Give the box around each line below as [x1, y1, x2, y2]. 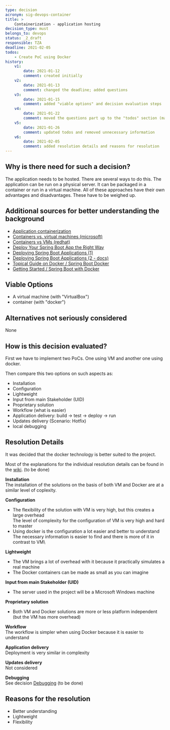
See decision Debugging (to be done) [5, 680, 83, 686]
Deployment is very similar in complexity [5, 650, 90, 656]
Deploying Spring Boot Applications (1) [12, 249, 94, 255]
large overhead [12, 512, 45, 518]
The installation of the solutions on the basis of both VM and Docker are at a [5, 482, 164, 488]
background [5, 214, 45, 223]
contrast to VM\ [12, 539, 46, 545]
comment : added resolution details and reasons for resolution [23, 144, 159, 149]
